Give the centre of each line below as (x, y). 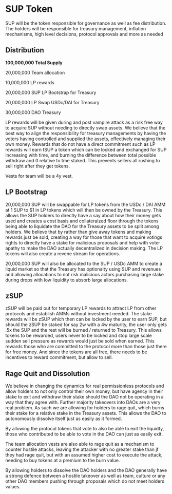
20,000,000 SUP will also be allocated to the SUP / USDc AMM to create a (84, 263)
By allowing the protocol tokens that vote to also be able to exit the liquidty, (85, 429)
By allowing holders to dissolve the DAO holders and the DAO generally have (86, 470)
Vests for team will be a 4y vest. (39, 176)
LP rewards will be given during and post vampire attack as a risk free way (84, 122)
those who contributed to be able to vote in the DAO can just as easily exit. (84, 434)
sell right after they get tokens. (38, 166)
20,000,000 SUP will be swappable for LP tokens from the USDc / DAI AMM (85, 204)
